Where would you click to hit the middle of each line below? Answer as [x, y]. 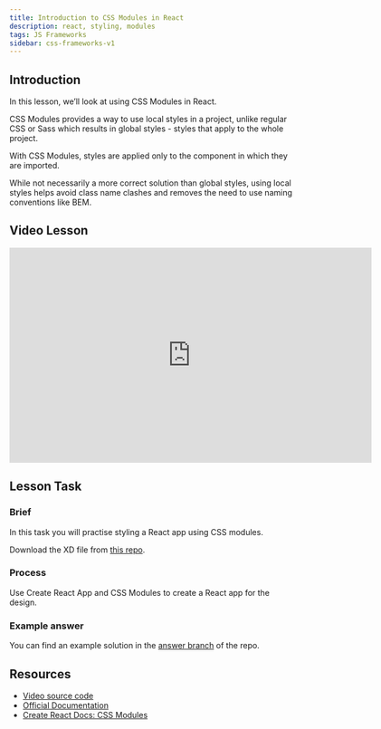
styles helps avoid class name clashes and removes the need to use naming [151, 193]
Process [28, 573]
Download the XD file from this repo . [77, 550]
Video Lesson [49, 230]
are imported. [35, 166]
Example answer [47, 626]
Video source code [58, 695]
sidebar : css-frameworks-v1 [62, 43]
